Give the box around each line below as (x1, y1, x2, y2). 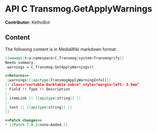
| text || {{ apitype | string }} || (5, 105, 72, 110)
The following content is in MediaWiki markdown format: (5, 46, 117, 52)
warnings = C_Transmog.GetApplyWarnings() (7, 64, 94, 70)
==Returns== (5, 73, 29, 78)
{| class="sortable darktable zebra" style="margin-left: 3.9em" (5, 82, 139, 88)
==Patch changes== (5, 118, 42, 123)
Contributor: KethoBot (5, 19, 50, 25)
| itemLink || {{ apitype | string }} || (5, 96, 81, 101)
